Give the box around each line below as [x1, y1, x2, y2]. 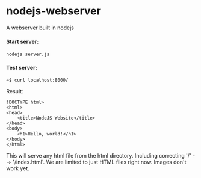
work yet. [6, 165, 30, 172]
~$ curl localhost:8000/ [6, 77, 69, 84]
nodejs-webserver [6, 4, 101, 18]
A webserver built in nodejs [6, 24, 74, 31]
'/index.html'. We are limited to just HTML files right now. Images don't [13, 158, 187, 166]
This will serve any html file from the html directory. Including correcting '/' [6, 152, 191, 159]
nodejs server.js [6, 51, 50, 58]
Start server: [6, 38, 39, 45]
